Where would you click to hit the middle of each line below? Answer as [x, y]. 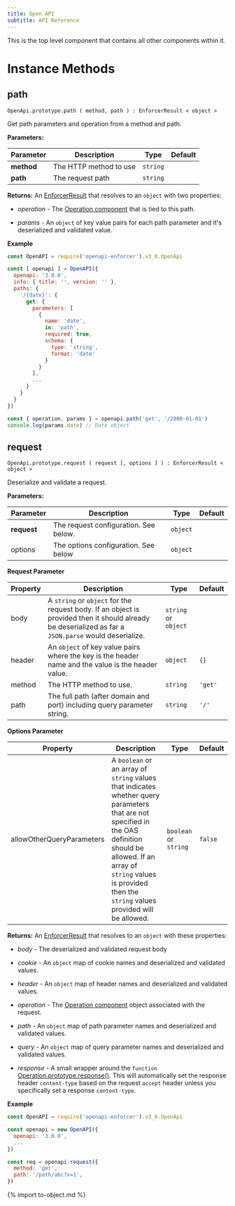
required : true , [68, 334]
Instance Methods [61, 68]
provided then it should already [99, 618]
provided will [133, 910]
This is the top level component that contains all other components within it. [116, 40]
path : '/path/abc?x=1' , [48, 1175]
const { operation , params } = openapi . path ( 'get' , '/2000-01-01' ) [108, 418]
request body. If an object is [94, 609]
